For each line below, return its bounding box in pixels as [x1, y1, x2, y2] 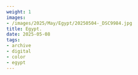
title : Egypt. [6, 25, 43, 32]
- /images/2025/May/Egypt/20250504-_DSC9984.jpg [6, 20, 133, 26]
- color [6, 54, 26, 60]
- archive [6, 43, 32, 49]
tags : [6, 37, 20, 43]
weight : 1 [6, 8, 32, 15]
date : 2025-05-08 [6, 31, 51, 37]
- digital [6, 48, 32, 54]
